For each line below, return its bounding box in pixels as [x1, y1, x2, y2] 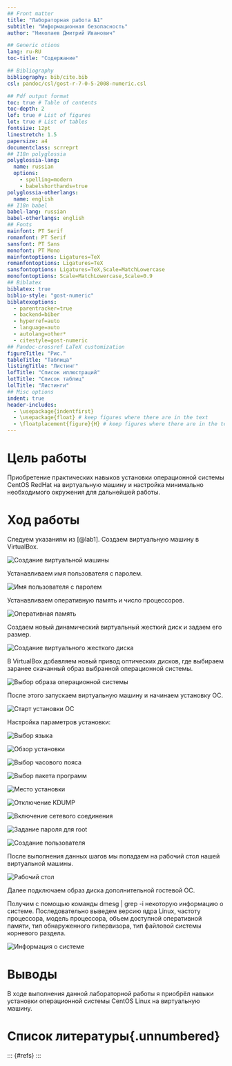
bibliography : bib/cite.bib [7, 73, 88, 80]
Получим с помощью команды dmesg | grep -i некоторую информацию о [7, 899, 224, 908]
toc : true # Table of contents [7, 99, 97, 106]
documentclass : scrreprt [7, 144, 79, 151]
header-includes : [7, 401, 57, 408]
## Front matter [7, 10, 54, 17]
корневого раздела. [7, 928, 66, 937]
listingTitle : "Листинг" [7, 362, 79, 370]
